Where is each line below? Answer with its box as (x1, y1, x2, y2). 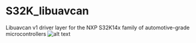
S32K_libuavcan (5, 4, 90, 18)
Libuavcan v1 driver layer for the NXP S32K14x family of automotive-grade (5, 24, 190, 31)
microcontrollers (5, 30, 46, 37)
